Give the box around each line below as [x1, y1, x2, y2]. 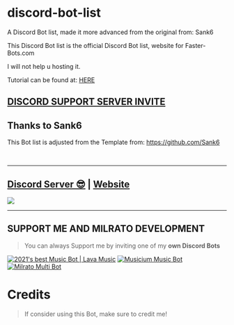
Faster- [185, 41, 206, 49]
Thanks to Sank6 [7, 120, 82, 132]
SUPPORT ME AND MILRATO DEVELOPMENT [7, 223, 205, 235]
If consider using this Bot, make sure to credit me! [24, 310, 167, 318]
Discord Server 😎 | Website [7, 178, 130, 190]
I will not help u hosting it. [7, 62, 81, 70]
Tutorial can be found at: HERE [7, 75, 95, 84]
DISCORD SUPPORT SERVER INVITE [7, 96, 166, 108]
